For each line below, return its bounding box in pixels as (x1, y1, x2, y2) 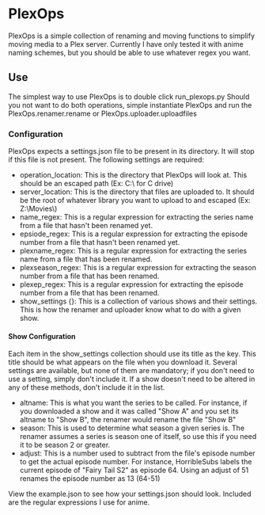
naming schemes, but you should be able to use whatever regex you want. (8, 48, 251, 57)
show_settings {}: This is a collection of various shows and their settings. (19, 296, 258, 306)
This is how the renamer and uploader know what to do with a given (19, 305, 241, 315)
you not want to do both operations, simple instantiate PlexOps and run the (8, 100, 252, 109)
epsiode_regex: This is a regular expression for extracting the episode (19, 229, 248, 238)
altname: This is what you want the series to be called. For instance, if (19, 398, 248, 408)
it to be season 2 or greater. (19, 441, 111, 450)
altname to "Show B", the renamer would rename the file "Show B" (19, 415, 237, 425)
